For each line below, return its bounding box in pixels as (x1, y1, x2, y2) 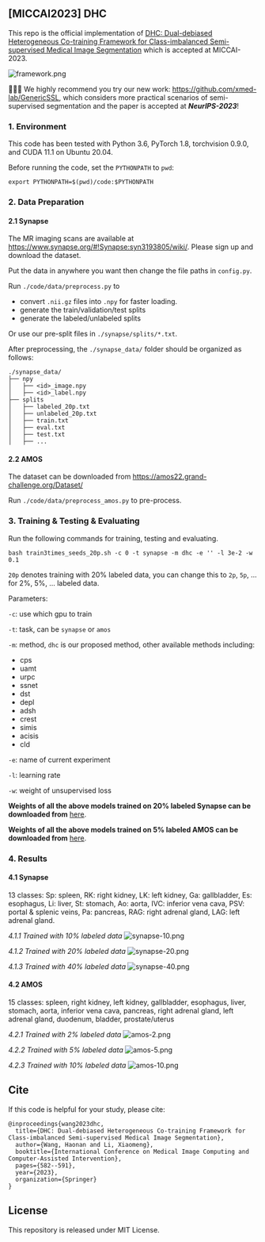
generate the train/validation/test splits (19, 306, 146, 315)
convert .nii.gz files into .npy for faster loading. (19, 297, 178, 306)
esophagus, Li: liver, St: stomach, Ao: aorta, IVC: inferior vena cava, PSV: (8, 898, 245, 908)
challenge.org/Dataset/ (8, 480, 83, 490)
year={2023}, (15, 1168, 59, 1176)
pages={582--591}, (15, 1161, 77, 1170)
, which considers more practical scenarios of (59, 92, 208, 102)
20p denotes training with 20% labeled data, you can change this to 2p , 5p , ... (8, 570, 257, 579)
